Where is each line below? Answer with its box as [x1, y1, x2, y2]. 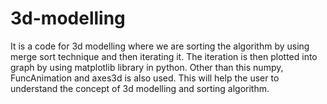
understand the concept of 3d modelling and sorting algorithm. [10, 82, 270, 94]
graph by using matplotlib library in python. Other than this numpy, [10, 61, 284, 73]
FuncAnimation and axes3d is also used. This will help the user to [10, 72, 280, 84]
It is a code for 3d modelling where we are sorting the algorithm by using [10, 40, 310, 52]
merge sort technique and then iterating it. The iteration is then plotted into [10, 50, 318, 62]
